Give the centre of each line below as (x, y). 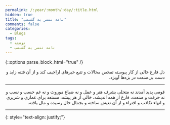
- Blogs (18, 33)
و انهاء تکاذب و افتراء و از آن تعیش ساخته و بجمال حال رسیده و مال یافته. (96, 102)
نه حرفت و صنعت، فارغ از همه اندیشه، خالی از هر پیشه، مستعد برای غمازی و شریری (86, 97)
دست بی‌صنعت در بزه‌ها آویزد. (137, 77)
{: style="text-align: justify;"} (35, 117)
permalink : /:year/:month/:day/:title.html (52, 10)
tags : (11, 38)
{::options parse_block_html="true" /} (44, 62)
